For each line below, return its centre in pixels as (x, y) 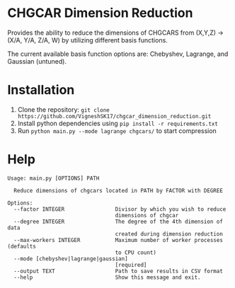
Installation (41, 90)
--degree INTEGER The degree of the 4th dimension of (118, 221)
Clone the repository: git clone (63, 109)
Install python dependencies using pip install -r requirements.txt (117, 123)
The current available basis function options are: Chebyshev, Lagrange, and (118, 54)
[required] (131, 265)
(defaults (22, 246)
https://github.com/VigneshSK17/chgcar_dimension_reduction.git (114, 116)
